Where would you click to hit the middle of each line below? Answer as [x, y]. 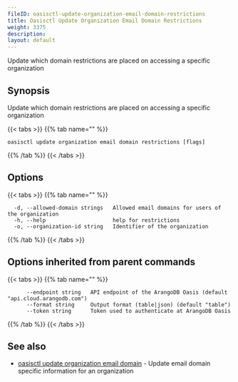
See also [27, 346]
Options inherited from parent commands [102, 262]
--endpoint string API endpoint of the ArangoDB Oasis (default [127, 292]
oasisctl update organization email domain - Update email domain [114, 364]
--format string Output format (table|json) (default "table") [129, 304]
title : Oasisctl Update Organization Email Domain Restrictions [105, 21]
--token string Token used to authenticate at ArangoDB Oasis [129, 311]
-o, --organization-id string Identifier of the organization [111, 226]
